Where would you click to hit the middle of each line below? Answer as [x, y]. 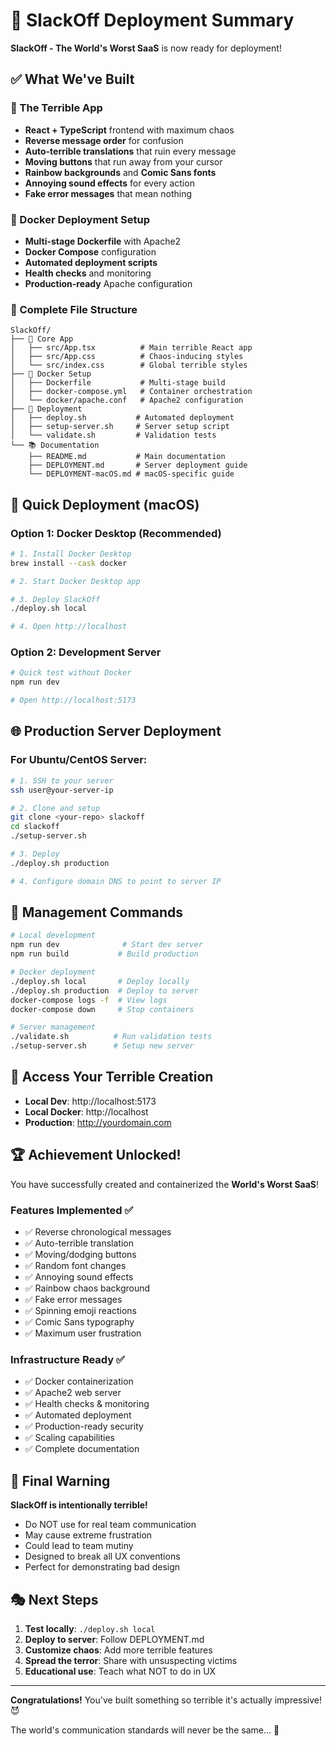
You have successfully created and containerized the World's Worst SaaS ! [165, 1184]
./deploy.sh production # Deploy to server [104, 990]
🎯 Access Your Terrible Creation [112, 1077]
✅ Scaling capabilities [69, 1438]
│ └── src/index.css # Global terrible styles [129, 365]
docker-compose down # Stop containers [102, 1009]
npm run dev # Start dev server [106, 945]
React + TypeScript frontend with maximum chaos [129, 130]
